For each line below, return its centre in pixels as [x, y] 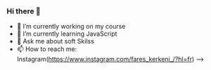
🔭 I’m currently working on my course [71, 27]
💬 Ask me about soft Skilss [55, 41]
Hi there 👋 [24, 11]
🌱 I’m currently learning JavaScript [67, 34]
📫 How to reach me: [47, 49]
